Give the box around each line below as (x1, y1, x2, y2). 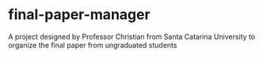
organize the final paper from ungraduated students (8, 40, 177, 49)
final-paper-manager (8, 6, 151, 24)
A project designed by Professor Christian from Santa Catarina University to (8, 32, 256, 41)
